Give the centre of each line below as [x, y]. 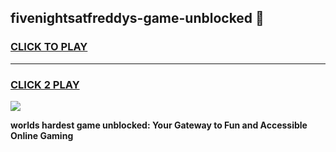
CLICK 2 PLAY [45, 84]
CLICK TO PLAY [49, 47]
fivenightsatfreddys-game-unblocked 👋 [137, 18]
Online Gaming [42, 135]
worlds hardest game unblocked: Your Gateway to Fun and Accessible [159, 125]
